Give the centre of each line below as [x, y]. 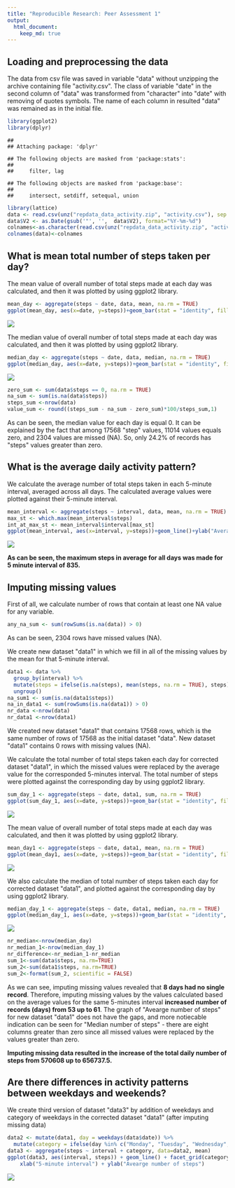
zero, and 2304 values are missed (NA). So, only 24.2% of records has [109, 438]
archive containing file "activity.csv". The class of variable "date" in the [109, 86]
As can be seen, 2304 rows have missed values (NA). [85, 638]
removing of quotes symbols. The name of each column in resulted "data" [114, 101]
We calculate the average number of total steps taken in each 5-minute [109, 484]
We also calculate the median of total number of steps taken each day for [113, 881]
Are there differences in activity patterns [98, 1082]
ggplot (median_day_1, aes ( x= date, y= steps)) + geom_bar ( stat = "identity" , [117, 915]
